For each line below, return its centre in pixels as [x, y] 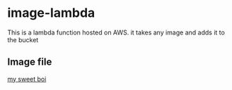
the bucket [23, 39]
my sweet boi [27, 79]
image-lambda [51, 13]
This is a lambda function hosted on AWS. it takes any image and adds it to [116, 32]
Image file [30, 62]
